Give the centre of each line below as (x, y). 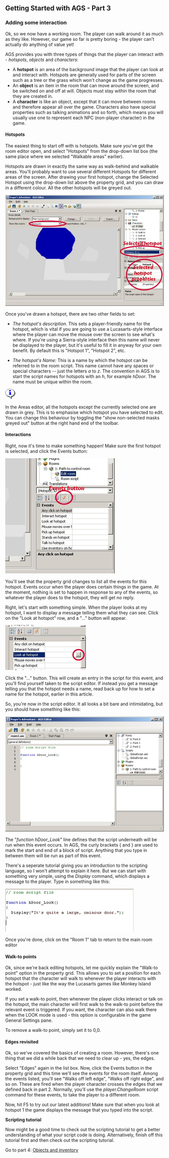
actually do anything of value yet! (40, 44)
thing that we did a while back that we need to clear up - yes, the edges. (80, 1058)
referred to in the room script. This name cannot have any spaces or (83, 365)
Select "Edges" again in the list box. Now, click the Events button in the (79, 1068)
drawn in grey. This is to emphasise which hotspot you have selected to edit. (84, 412)
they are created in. (33, 96)
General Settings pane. (29, 1020)
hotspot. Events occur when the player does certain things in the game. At (82, 587)
